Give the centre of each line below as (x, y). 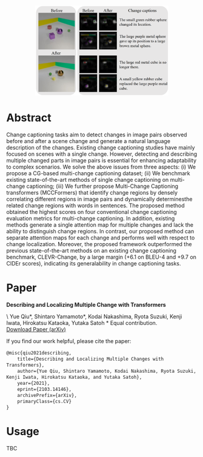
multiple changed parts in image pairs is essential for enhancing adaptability (101, 160)
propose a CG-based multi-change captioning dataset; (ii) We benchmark (98, 173)
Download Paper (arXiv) (36, 329)
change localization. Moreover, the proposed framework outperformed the (99, 244)
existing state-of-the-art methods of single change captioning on (88, 179)
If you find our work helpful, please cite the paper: (69, 341)
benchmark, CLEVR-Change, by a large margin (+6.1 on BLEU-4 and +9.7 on (101, 257)
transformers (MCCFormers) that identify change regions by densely (92, 192)
